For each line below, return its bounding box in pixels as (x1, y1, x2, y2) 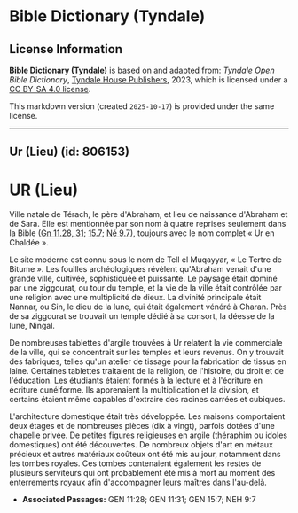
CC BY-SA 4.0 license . (9, 84, 91, 94)
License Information (9, 42, 122, 57)
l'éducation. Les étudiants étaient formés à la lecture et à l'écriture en (9, 375, 263, 386)
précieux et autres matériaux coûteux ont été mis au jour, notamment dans (9, 449, 281, 460)
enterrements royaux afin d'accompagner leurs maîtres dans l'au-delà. (9, 477, 268, 488)
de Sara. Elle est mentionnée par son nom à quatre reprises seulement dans (9, 219, 286, 229)
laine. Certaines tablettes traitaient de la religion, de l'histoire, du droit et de (9, 366, 284, 377)
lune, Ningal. (9, 321, 56, 331)
